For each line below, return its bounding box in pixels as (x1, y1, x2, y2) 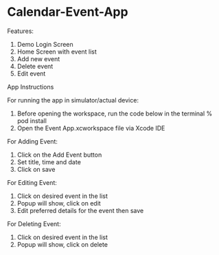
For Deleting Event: (7, 219, 61, 228)
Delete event (16, 62, 54, 70)
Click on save (16, 165, 56, 173)
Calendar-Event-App (7, 4, 128, 20)
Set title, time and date (16, 157, 81, 166)
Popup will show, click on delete (16, 240, 108, 248)
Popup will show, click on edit (16, 199, 101, 207)
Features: (7, 27, 34, 35)
